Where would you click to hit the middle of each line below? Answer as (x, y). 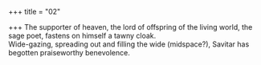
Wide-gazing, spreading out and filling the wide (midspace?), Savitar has (129, 44)
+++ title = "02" (35, 12)
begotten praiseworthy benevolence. (69, 53)
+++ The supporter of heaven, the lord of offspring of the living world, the (130, 27)
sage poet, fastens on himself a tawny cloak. (82, 36)
